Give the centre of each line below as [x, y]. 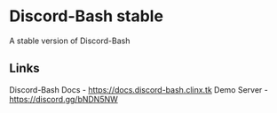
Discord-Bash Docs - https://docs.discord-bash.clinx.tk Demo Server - [138, 89]
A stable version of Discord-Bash [70, 41]
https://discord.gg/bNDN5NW [63, 99]
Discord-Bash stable [87, 16]
